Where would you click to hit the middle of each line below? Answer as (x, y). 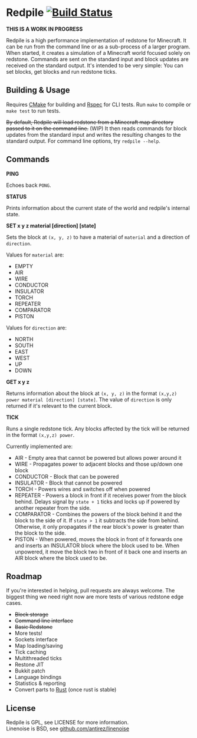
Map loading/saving (39, 646)
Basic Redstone (34, 627)
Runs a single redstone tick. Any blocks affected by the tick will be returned (98, 429)
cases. (14, 603)
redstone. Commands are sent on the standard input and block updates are (97, 59)
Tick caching (30, 652)
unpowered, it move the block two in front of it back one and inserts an (101, 552)
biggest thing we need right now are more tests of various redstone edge (95, 597)
